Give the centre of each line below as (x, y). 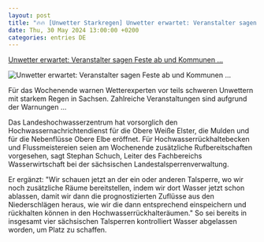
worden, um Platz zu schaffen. (58, 230)
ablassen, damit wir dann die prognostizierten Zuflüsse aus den (111, 196)
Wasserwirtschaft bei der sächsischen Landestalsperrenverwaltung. (119, 164)
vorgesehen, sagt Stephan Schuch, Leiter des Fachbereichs (105, 156)
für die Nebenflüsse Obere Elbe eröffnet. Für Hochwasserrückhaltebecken (129, 140)
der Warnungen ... (37, 107)
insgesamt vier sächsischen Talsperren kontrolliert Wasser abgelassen (123, 222)
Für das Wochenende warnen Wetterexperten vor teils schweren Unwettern (131, 91)
